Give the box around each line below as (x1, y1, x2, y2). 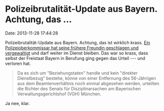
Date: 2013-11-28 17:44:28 (5, 30, 58, 36)
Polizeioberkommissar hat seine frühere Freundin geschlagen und (5, 45, 139, 51)
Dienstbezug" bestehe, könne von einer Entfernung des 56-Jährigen (17, 75, 156, 81)
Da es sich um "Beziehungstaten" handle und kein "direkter (17, 70, 138, 76)
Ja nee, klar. (5, 100, 30, 106)
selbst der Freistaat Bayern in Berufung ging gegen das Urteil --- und (5, 55, 145, 61)
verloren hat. (5, 60, 31, 66)
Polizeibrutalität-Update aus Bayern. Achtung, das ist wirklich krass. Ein (5, 39, 150, 45)
